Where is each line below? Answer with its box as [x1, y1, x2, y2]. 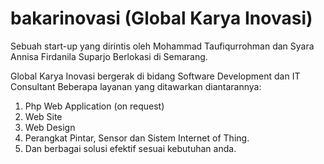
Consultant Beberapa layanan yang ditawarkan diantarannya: [10, 80, 262, 92]
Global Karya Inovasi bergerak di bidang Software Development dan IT [10, 70, 301, 82]
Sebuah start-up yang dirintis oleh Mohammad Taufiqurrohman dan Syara [10, 40, 315, 52]
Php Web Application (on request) [24, 100, 165, 112]
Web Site [24, 110, 63, 122]
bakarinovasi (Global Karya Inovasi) [10, 7, 313, 30]
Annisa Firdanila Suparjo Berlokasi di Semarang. [10, 50, 208, 62]
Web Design [24, 121, 76, 133]
